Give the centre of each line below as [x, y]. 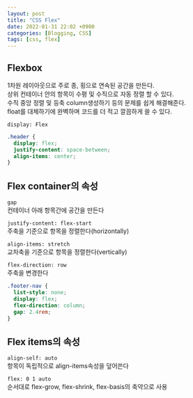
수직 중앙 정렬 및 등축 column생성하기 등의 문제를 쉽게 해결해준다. [97, 102]
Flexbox [25, 68]
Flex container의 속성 [53, 186]
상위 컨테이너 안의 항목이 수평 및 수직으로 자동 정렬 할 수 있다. [91, 94]
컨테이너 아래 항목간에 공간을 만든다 [56, 210]
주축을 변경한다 [28, 273]
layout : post [26, 14]
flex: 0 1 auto [29, 379]
